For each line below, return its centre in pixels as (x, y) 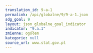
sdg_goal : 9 (17, 19)
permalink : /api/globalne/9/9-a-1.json (47, 15)
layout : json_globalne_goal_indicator (45, 24)
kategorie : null (22, 38)
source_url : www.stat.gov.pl (35, 43)
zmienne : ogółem (22, 33)
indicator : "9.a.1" (25, 29)
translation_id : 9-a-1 (29, 10)
